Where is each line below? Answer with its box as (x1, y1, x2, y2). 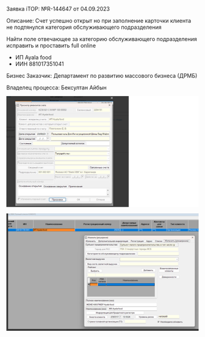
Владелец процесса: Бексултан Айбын (6, 84, 107, 91)
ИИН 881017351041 (15, 61, 64, 67)
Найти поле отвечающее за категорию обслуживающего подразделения (6, 35, 197, 42)
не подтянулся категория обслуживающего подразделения (6, 24, 162, 31)
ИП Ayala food (15, 54, 52, 61)
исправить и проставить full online (6, 42, 96, 49)
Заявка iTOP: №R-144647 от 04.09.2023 (6, 6, 110, 12)
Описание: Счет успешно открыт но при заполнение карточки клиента (6, 17, 192, 24)
